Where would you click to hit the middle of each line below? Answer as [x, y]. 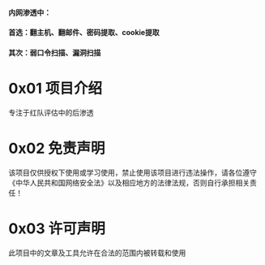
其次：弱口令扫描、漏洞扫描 [55, 52]
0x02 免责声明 [57, 148]
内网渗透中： [30, 12]
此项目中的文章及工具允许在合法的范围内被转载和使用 [97, 253]
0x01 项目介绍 [56, 88]
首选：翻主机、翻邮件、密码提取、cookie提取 [84, 33]
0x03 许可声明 [57, 228]
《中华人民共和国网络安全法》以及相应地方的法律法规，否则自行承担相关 [129, 182]
